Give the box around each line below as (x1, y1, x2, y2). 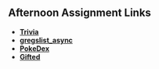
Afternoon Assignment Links (8, 6, 151, 20)
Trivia (19, 27, 39, 36)
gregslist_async (19, 35, 73, 45)
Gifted (19, 52, 41, 61)
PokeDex (19, 43, 49, 53)
